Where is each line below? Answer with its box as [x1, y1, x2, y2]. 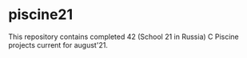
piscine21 [8, 6, 74, 24]
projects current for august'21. [8, 40, 108, 49]
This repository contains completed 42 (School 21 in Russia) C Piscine [8, 32, 240, 41]
